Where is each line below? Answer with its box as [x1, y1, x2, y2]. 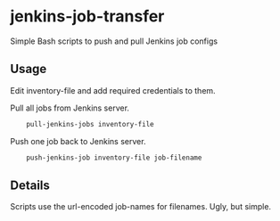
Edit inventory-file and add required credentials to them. [10, 85, 217, 95]
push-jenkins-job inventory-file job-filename [26, 153, 202, 162]
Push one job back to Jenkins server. [10, 135, 146, 146]
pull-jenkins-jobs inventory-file [26, 119, 154, 128]
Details [10, 177, 50, 192]
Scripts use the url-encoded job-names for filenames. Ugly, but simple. [10, 201, 271, 212]
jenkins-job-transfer [10, 6, 165, 27]
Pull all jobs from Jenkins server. [10, 102, 130, 113]
